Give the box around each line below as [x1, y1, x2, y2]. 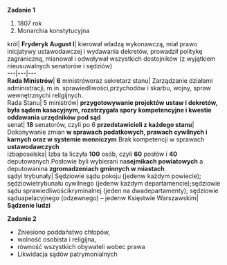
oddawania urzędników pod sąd [7, 113, 101, 121]
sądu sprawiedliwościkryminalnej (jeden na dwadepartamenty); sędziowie [7, 186, 219, 195]
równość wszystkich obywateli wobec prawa [17, 243, 145, 251]
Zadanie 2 [7, 215, 37, 223]
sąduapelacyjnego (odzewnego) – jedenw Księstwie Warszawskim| [7, 194, 199, 202]
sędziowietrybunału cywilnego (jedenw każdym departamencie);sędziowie [7, 179, 221, 187]
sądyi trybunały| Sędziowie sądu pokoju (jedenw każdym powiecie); [7, 172, 202, 180]
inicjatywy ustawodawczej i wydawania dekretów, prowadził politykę [7, 48, 203, 55]
